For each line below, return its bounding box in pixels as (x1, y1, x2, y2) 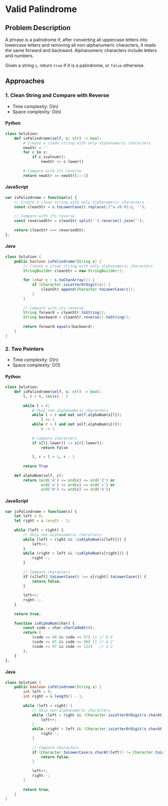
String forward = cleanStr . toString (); (23, 310, 106, 315)
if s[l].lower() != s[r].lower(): (31, 440, 104, 445)
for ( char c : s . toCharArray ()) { (23, 278, 95, 283)
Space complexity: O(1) (12, 362, 61, 368)
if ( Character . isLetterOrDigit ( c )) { (31, 282, 111, 288)
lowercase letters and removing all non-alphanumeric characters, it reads (5, 42, 156, 48)
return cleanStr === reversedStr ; (14, 227, 86, 232)
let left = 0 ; (14, 513, 43, 519)
